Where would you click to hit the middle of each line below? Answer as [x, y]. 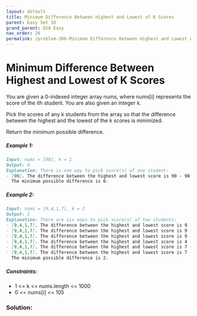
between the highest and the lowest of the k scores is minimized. [84, 120]
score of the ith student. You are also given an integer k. [74, 103]
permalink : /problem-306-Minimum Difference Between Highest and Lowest [97, 39]
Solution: [19, 307]
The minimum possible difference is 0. [60, 181]
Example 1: [20, 145]
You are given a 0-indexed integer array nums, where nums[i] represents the [98, 96]
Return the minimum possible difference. [55, 132]
